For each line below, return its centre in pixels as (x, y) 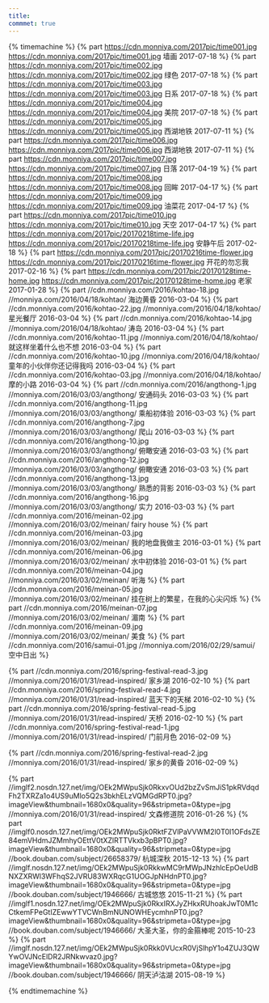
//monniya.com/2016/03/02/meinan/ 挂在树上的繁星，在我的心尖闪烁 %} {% (135, 599)
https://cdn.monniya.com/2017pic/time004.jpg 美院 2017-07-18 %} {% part (133, 112)
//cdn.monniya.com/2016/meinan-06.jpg (76, 552)
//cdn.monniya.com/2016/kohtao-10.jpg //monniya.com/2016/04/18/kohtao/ (134, 356)
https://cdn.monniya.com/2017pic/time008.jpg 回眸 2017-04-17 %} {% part (133, 187)
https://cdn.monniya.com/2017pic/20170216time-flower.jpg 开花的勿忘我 (129, 262)
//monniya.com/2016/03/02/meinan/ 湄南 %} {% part (97, 617)
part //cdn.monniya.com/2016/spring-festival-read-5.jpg (102, 708)
